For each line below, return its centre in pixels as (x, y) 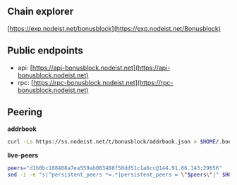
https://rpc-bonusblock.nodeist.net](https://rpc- (103, 82)
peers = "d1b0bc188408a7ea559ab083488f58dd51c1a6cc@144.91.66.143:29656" (115, 168)
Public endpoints (45, 51)
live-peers (23, 155)
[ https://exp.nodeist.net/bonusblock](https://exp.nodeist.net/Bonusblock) (114, 28)
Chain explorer (41, 12)
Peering (25, 112)
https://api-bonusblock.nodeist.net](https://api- (101, 68)
